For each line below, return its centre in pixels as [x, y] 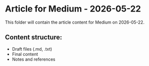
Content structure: [34, 37]
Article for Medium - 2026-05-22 [73, 9]
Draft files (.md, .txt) [32, 49]
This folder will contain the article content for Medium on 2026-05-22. [75, 22]
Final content [25, 54]
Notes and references [34, 59]
